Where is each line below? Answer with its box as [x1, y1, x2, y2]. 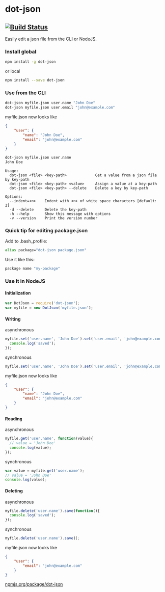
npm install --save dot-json [5, 78, 65, 83]
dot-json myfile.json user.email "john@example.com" [5, 105, 115, 110]
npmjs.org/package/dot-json [5, 581, 63, 587]
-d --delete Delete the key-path [9, 207, 87, 212]
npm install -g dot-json [5, 59, 56, 64]
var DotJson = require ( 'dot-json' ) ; [5, 301, 80, 306]
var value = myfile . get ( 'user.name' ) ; [5, 468, 84, 473]
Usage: [5, 168, 19, 174]
